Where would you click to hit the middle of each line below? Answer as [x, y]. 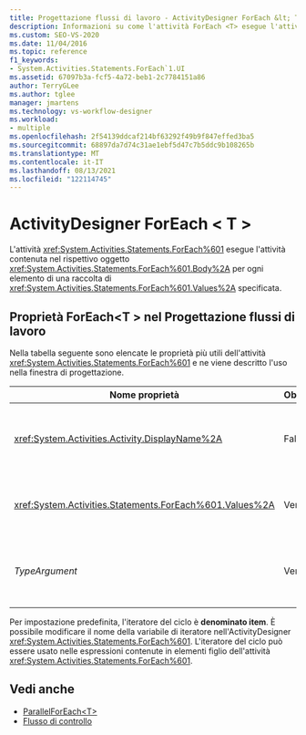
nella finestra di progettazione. [67, 372]
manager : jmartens [44, 103]
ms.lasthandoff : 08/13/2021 [63, 171]
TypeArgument [46, 571]
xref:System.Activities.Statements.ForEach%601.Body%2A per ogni [137, 269]
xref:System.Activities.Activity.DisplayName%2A [118, 439]
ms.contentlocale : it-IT [56, 162]
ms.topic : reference [49, 52]
